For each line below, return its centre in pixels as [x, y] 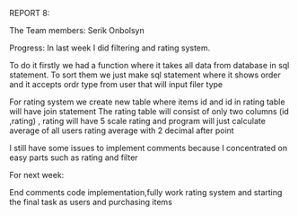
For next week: [37, 175]
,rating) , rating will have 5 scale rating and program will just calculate [138, 121]
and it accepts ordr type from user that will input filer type [116, 84]
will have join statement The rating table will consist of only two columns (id [149, 111]
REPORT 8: [30, 13]
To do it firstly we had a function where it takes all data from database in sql [149, 65]
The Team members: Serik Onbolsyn [77, 30]
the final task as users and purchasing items [91, 202]
